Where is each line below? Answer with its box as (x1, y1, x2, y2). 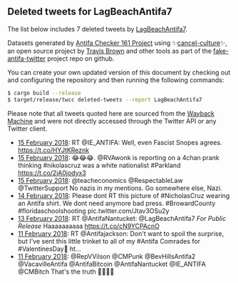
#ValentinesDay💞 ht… (17, 244, 81, 253)
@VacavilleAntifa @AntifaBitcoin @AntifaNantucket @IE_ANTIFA (17, 259, 207, 268)
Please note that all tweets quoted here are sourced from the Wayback (7, 109, 215, 117)
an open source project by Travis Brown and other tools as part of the (7, 46, 212, 55)
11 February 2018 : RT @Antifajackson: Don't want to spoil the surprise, (17, 229, 224, 238)
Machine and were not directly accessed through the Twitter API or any (7, 116, 217, 125)
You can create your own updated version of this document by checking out (7, 68, 231, 76)
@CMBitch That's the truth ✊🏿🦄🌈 (17, 267, 115, 276)
